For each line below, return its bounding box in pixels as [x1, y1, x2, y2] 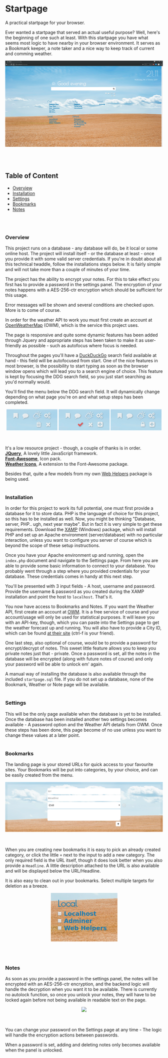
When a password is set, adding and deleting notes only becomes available [5, 1041, 160, 1047]
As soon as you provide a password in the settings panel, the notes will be [5, 975, 158, 981]
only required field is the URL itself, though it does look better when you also [5, 857, 162, 863]
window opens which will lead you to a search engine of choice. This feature [5, 368, 163, 374]
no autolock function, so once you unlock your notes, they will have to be [5, 991, 156, 997]
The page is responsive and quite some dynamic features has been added [5, 332, 158, 338]
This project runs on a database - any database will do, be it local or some [5, 245, 158, 251]
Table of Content [5, 171, 58, 180]
